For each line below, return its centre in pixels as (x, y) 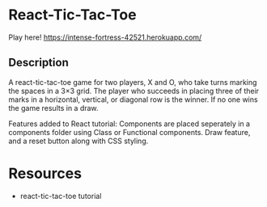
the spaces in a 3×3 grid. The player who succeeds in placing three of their (134, 91)
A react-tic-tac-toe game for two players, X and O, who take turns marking (133, 82)
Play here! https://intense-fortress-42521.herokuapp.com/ (105, 37)
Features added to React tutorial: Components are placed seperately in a (129, 124)
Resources (45, 173)
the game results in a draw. (53, 108)
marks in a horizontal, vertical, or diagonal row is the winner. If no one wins (133, 99)
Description (38, 63)
